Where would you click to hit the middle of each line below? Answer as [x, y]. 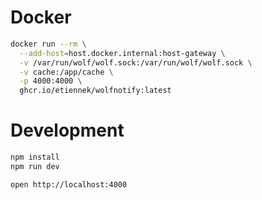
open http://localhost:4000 [69, 184]
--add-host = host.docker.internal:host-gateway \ [122, 53]
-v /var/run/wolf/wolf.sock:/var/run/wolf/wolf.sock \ [136, 62]
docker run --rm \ [48, 44]
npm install [35, 157]
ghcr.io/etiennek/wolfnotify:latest [95, 91]
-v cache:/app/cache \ [66, 72]
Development [67, 130]
